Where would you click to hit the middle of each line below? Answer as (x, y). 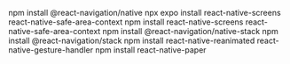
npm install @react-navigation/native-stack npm (190, 31)
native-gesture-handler (51, 50)
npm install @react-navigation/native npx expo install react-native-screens (145, 13)
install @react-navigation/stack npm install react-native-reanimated (132, 40)
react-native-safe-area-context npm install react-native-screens (126, 22)
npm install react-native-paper (151, 50)
